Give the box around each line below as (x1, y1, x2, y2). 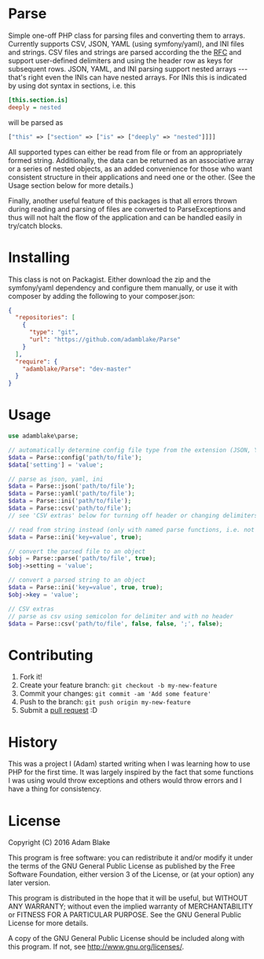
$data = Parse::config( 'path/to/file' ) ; (8, 453, 143, 461)
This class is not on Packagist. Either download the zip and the (8, 275, 211, 284)
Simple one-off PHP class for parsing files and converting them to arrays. (8, 31, 246, 40)
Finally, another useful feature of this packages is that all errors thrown (8, 196, 237, 205)
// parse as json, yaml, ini (8, 475, 104, 483)
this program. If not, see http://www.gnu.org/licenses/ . (8, 942, 185, 952)
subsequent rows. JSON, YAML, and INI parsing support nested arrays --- (8, 64, 248, 73)
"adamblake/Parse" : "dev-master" (22, 365, 132, 373)
